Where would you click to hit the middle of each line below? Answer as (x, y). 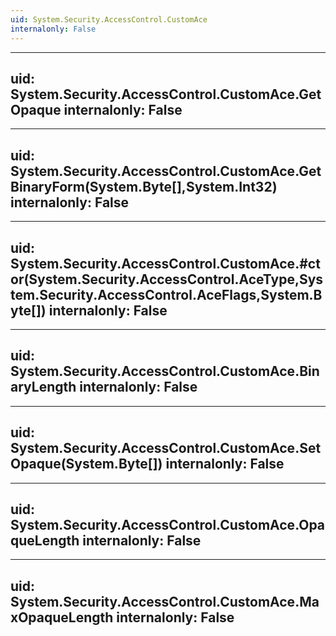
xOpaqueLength (62, 617)
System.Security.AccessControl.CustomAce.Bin (165, 371)
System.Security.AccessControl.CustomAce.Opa (168, 524)
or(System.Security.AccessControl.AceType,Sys (167, 279)
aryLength (43, 387)
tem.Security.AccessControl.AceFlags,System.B (166, 294)
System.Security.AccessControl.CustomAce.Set (166, 448)
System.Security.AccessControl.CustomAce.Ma (165, 601)
